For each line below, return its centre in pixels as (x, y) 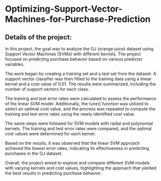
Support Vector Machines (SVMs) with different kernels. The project (73, 54)
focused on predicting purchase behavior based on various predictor (74, 59)
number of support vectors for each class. (47, 89)
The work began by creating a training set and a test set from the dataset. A (81, 74)
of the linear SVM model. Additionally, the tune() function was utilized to (77, 104)
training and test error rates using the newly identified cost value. (70, 114)
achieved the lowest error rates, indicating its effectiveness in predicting (77, 148)
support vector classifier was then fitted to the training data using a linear (78, 79)
